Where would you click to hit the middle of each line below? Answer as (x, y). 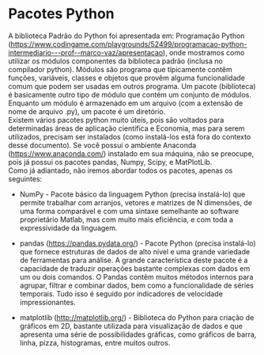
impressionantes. (48, 302)
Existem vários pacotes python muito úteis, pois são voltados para (116, 120)
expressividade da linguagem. (68, 227)
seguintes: (25, 178)
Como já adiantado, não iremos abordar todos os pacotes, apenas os (121, 170)
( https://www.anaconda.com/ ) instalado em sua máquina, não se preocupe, (131, 153)
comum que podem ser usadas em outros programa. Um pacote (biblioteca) (132, 86)
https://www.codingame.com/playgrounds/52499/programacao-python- (129, 44)
